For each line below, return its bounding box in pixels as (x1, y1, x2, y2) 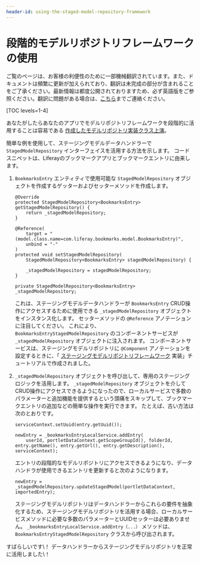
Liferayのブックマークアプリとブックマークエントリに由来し (42, 154, 191, 162)
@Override (14, 194, 40, 200)
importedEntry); (14, 489, 56, 495)
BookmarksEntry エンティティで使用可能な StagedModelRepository (14, 174, 174, 181)
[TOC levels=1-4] (6, 107, 48, 114)
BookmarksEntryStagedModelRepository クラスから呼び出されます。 (14, 530, 178, 537)
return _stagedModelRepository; (26, 210, 106, 216)
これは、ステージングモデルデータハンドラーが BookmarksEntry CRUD (14, 299, 186, 307)
